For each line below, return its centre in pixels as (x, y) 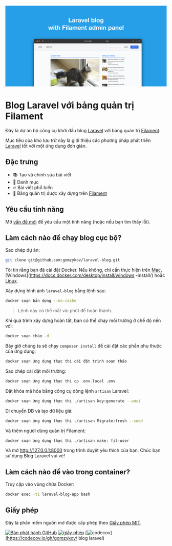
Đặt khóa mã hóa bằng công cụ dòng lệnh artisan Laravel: (67, 391)
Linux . (12, 281)
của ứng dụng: (21, 351)
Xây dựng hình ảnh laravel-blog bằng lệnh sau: (56, 291)
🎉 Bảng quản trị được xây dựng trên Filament (60, 193)
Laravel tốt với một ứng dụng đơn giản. (46, 146)
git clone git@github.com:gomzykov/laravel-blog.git (63, 260)
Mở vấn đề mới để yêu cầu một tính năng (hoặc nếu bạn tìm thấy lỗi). (78, 221)
